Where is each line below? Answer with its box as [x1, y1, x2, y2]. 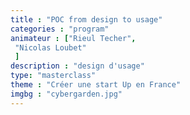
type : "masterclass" [10, 71, 97, 81]
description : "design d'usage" [10, 61, 145, 71]
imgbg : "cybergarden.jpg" [10, 89, 123, 99]
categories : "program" [10, 24, 110, 34]
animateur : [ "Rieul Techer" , [10, 33, 137, 43]
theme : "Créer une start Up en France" [10, 80, 182, 90]
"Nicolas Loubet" [14, 42, 87, 53]
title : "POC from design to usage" [10, 14, 163, 25]
